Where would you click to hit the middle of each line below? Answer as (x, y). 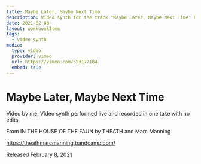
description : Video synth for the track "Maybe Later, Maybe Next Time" (99, 17)
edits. (13, 120)
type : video (27, 51)
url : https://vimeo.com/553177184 (54, 62)
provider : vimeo (32, 56)
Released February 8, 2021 (39, 155)
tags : (13, 34)
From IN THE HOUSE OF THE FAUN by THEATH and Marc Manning (89, 132)
